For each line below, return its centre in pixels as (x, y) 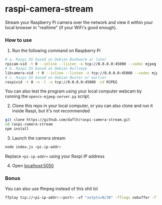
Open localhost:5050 (33, 165)
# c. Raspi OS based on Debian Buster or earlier (56, 78)
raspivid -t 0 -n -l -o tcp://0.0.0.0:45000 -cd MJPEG (61, 82)
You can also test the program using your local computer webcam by (74, 91)
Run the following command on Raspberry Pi (56, 51)
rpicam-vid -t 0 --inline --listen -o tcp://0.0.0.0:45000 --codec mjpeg (81, 64)
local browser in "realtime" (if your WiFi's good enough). (61, 27)
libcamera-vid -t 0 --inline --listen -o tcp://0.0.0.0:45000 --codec (77, 73)
